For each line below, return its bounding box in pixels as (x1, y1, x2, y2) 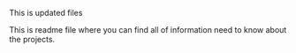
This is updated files (9, 8, 83, 18)
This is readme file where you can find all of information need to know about (9, 25, 287, 34)
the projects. (9, 34, 56, 44)
